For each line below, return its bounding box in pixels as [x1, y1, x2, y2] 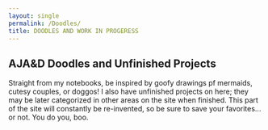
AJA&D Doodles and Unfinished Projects [8, 57, 216, 70]
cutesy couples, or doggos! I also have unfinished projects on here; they [8, 86, 249, 97]
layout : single [8, 11, 60, 20]
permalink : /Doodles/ [8, 19, 82, 27]
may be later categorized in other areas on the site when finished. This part [8, 95, 258, 105]
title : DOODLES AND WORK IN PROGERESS [8, 27, 139, 35]
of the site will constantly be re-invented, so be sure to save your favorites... [8, 104, 262, 114]
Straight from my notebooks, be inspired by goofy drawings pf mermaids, [8, 78, 253, 88]
